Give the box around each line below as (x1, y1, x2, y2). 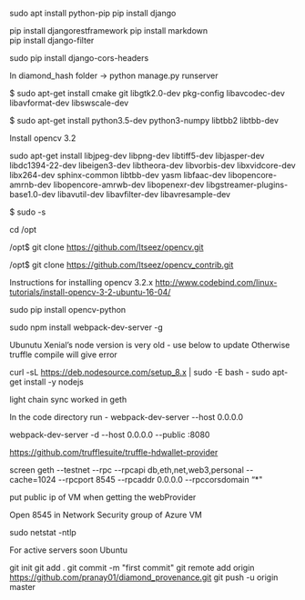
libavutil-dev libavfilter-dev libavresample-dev (57, 189, 230, 199)
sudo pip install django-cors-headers (9, 53, 149, 63)
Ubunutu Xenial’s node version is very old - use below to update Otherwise (9, 340, 290, 350)
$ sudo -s (9, 206, 46, 217)
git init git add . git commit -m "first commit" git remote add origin (9, 563, 255, 573)
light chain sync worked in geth (9, 395, 127, 405)
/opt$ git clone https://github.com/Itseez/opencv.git (9, 242, 204, 253)
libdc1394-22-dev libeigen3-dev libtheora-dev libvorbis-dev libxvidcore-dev (9, 160, 296, 171)
